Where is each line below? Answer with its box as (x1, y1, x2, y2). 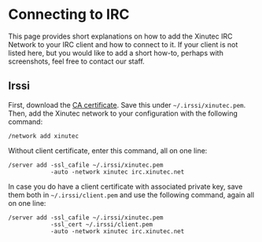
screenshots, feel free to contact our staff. (8, 57, 146, 66)
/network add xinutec (8, 132, 79, 140)
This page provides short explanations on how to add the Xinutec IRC (8, 31, 233, 41)
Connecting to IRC (8, 5, 130, 24)
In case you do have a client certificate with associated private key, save (8, 181, 243, 191)
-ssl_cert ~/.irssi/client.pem (50, 220, 153, 229)
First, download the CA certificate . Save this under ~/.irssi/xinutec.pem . (8, 100, 246, 109)
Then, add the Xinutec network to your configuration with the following (8, 108, 238, 118)
